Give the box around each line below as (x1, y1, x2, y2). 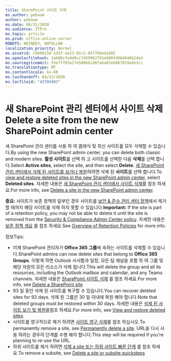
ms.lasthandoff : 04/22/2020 (5, 75, 66, 80)
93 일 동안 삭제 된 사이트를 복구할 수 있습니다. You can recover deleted (12, 287, 156, 294)
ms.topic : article (5, 31, 45, 37)
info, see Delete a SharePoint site (12, 281, 83, 287)
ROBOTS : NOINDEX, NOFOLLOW (5, 41, 63, 46)
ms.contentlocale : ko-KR (5, 70, 58, 75)
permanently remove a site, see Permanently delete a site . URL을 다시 (12, 325, 159, 331)
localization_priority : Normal (5, 46, 72, 51)
